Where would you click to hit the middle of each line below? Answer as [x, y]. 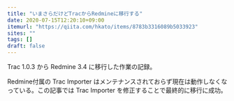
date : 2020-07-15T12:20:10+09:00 [56, 20]
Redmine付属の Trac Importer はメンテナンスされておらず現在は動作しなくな [117, 81]
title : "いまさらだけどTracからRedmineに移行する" [75, 14]
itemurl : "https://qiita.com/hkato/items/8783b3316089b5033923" [103, 26]
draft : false [26, 46]
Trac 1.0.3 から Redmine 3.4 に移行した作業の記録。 [82, 67]
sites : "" [22, 33]
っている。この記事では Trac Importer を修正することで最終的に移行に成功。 [117, 90]
